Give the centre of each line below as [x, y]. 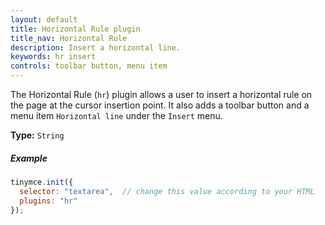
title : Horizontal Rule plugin [75, 29]
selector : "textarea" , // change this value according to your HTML [167, 191]
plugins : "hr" [48, 201]
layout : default [44, 19]
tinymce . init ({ [42, 182]
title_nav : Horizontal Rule [69, 38]
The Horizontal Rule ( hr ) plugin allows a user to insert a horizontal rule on [161, 94]
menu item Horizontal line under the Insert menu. [116, 115]
